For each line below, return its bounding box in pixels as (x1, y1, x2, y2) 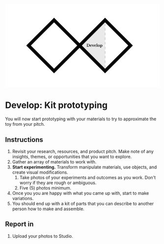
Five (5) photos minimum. (19, 185, 71, 190)
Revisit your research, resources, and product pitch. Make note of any (12, 148, 154, 154)
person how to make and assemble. (12, 206, 84, 212)
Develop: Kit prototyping (5, 100, 108, 111)
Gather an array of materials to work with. (12, 159, 97, 164)
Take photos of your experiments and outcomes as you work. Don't (19, 174, 156, 180)
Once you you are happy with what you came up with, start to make (12, 190, 149, 196)
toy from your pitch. (5, 121, 45, 127)
